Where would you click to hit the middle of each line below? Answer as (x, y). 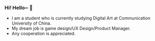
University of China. (31, 23)
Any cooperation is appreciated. (43, 34)
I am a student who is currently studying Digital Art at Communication (81, 18)
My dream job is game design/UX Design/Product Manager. (71, 28)
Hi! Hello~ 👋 (19, 8)
